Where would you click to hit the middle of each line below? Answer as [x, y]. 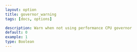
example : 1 [16, 37]
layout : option [21, 10]
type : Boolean [20, 42]
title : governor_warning [31, 14]
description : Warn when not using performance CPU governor [69, 28]
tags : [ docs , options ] [29, 19]
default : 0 [16, 33]
